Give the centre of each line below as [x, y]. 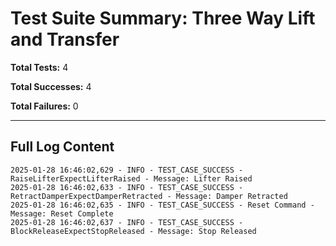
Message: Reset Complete [62, 213]
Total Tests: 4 [39, 67]
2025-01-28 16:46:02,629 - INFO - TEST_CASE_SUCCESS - [127, 170]
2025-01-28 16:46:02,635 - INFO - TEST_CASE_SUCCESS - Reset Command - [162, 205]
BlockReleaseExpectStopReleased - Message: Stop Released [133, 231]
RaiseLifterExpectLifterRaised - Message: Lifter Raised [131, 178]
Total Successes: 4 [51, 86]
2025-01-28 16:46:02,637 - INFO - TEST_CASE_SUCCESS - [127, 222]
